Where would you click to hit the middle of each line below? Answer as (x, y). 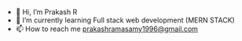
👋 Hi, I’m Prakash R (46, 12)
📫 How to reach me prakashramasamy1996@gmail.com (107, 29)
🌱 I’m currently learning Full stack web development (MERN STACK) (125, 20)
